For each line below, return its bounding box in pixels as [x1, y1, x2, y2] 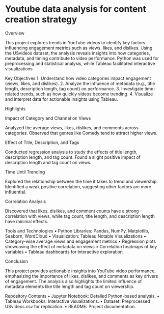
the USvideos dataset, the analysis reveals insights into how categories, [5, 50, 151, 56]
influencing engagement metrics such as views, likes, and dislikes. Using [5, 45, 153, 51]
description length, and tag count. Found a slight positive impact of [5, 154, 141, 160]
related [5, 91, 20, 97]
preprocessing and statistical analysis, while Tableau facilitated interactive [5, 60, 156, 66]
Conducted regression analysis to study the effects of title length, [5, 149, 137, 155]
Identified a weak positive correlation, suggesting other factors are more [5, 183, 152, 190]
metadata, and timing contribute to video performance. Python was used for [5, 55, 159, 61]
